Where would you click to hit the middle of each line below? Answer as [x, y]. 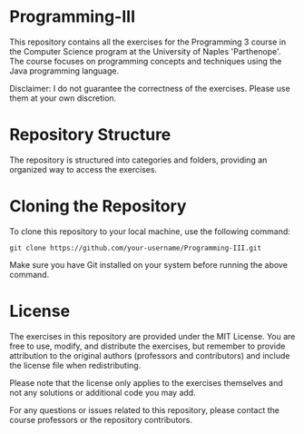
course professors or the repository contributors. [101, 419]
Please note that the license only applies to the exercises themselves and [146, 382]
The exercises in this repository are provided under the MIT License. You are [152, 336]
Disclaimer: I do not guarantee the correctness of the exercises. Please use [150, 88]
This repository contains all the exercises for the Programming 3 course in [148, 42]
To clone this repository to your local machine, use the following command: [150, 231]
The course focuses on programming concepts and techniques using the [146, 61]
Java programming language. [64, 71]
